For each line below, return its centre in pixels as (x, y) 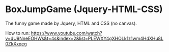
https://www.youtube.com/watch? (67, 33)
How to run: (18, 33)
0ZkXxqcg (16, 43)
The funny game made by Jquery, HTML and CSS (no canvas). (71, 23)
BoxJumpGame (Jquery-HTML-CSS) (84, 9)
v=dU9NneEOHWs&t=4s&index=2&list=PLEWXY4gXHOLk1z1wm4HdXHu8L (84, 38)
